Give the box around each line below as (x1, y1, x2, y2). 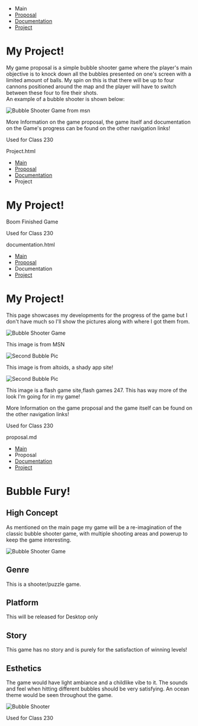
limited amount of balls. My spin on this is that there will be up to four (6, 76, 174, 83)
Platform (6, 598, 39, 608)
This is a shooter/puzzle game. (6, 581, 82, 588)
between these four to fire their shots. (6, 89, 99, 96)
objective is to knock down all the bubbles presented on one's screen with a (6, 70, 191, 77)
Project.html (6, 147, 36, 154)
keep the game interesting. (6, 536, 72, 543)
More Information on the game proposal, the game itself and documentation (6, 118, 191, 125)
